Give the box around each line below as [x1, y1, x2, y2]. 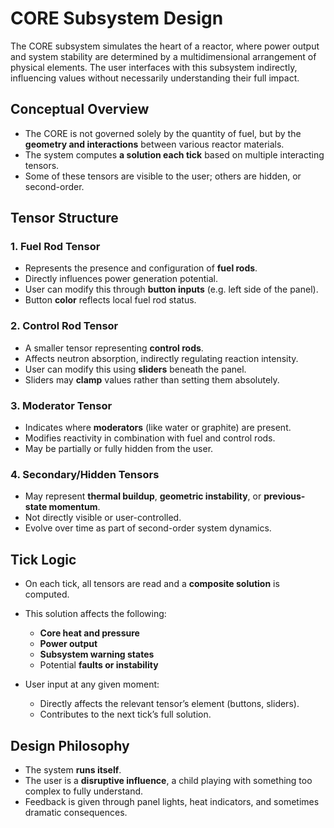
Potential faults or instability [39, 659, 159, 671]
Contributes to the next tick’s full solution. [39, 708, 212, 721]
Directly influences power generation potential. [24, 273, 219, 285]
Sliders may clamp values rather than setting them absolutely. [24, 373, 280, 386]
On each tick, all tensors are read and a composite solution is [24, 578, 280, 590]
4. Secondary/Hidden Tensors [10, 467, 160, 481]
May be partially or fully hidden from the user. [24, 443, 214, 455]
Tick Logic [10, 551, 77, 568]
